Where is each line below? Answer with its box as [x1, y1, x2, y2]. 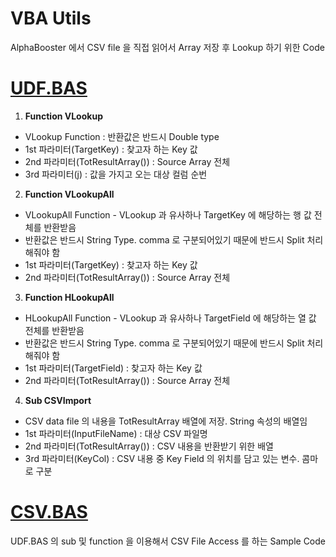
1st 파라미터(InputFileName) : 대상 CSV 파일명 [24, 427, 208, 439]
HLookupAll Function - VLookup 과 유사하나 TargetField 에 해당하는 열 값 [24, 312, 317, 324]
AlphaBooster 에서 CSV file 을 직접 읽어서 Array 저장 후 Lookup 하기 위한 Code [10, 41, 325, 53]
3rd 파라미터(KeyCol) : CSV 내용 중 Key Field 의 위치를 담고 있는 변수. [24, 452, 300, 464]
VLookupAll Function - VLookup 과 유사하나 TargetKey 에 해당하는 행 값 [24, 208, 312, 221]
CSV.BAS [10, 501, 88, 524]
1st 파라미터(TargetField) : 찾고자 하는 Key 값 [24, 362, 203, 374]
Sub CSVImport [24, 394, 92, 406]
